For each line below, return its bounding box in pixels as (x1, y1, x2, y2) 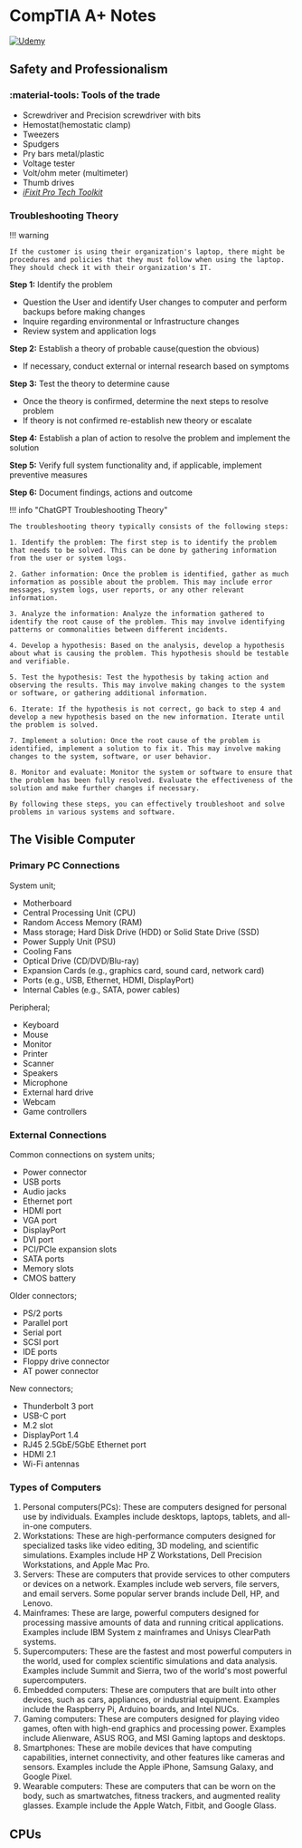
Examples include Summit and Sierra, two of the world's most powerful (22, 1665, 288, 1677)
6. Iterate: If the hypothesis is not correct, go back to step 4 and (9, 704, 281, 713)
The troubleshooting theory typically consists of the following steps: (9, 522, 289, 531)
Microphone (22, 1077, 68, 1088)
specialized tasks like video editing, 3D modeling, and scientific (22, 1540, 260, 1551)
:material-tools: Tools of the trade (9, 89, 161, 102)
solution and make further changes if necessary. (9, 783, 201, 793)
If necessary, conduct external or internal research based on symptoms (22, 360, 289, 372)
